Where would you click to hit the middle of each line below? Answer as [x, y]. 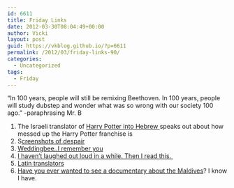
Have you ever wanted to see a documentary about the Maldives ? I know [122, 171]
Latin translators [41, 164]
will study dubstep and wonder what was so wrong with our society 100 [110, 106]
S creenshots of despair [51, 141]
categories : [24, 59]
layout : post [26, 40]
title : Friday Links [37, 20]
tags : [15, 72]
